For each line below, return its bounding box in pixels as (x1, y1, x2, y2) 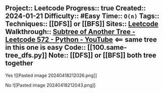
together (5, 59, 34, 67)
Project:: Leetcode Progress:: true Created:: (5, 4, 146, 13)
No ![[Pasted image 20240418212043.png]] (5, 82, 96, 88)
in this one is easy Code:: (5, 43, 86, 52)
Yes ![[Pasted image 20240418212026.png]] (5, 72, 97, 78)
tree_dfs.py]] (5, 51, 47, 60)
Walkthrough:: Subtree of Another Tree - (5, 28, 135, 36)
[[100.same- (87, 43, 127, 52)
